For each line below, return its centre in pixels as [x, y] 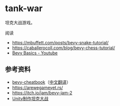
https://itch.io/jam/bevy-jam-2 [42, 92]
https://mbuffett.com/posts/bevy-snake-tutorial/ [60, 42]
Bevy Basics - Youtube [35, 53]
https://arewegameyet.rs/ [37, 88]
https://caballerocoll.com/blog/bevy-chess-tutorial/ [63, 48]
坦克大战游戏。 [20, 22]
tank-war [24, 9]
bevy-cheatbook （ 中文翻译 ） [41, 82]
